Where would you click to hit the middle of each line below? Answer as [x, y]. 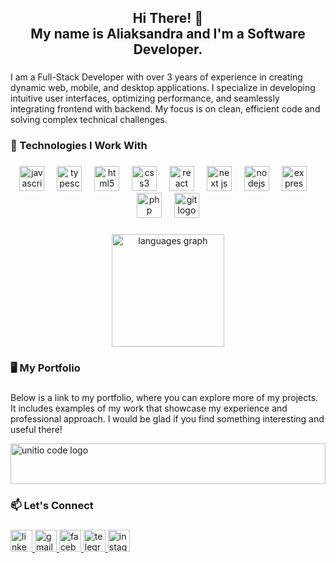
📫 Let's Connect [52, 505]
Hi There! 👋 [168, 18]
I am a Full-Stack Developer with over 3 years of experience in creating [156, 77]
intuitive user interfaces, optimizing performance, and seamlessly [145, 98]
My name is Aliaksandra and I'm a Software [168, 34]
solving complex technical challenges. [89, 120]
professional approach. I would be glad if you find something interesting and [167, 418]
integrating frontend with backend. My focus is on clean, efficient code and [165, 109]
